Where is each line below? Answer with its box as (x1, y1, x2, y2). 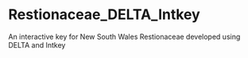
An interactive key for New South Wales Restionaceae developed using (8, 32, 241, 41)
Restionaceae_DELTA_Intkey (8, 6, 200, 24)
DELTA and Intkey (8, 40, 66, 49)
